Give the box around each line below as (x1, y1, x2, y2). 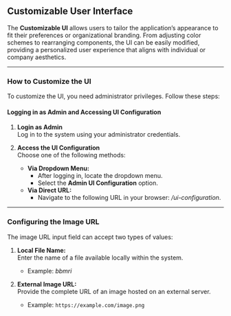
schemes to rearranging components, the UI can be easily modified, (7, 38, 200, 47)
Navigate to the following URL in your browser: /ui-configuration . (37, 194, 221, 202)
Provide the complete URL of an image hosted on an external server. (16, 287, 211, 295)
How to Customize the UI (7, 76, 91, 86)
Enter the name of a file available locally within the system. (16, 253, 184, 262)
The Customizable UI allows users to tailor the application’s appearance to (7, 23, 219, 32)
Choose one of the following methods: (16, 151, 126, 159)
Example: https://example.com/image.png (27, 300, 145, 308)
